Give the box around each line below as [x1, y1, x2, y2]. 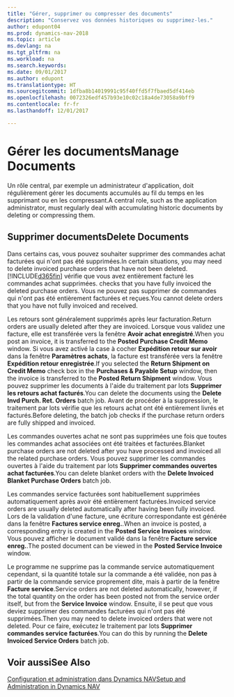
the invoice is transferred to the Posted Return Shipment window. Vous [7, 374, 212, 382]
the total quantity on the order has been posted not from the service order [7, 592, 220, 600]
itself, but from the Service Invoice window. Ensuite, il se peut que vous [7, 600, 214, 608]
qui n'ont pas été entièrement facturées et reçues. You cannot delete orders [7, 294, 224, 302]
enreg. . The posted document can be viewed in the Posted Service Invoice [7, 541, 223, 550]
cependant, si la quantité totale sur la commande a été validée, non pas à [7, 570, 217, 578]
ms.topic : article [7, 36, 61, 43]
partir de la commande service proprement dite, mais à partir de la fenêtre [7, 577, 220, 586]
